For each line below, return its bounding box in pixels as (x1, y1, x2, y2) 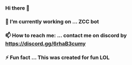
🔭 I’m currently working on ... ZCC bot (5, 18, 99, 25)
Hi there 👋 (5, 5, 30, 12)
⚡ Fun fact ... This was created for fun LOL (5, 54, 110, 61)
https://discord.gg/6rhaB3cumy (5, 40, 86, 47)
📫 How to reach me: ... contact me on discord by (5, 32, 127, 39)
